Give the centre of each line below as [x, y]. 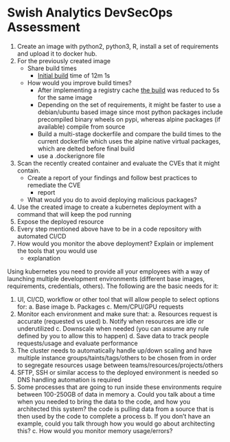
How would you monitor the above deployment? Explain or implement [115, 243]
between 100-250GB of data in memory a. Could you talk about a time [116, 394]
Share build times [52, 68]
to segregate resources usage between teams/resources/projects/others [120, 365]
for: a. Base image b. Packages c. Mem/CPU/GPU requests [100, 307]
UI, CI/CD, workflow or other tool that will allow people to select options [118, 299]
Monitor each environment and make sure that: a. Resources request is [117, 313]
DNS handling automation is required [69, 379]
